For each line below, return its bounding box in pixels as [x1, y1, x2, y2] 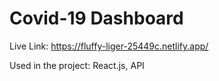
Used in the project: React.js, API [9, 59, 145, 71]
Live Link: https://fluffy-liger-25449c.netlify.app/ [9, 40, 209, 52]
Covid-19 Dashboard [9, 7, 184, 30]
